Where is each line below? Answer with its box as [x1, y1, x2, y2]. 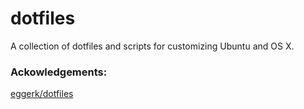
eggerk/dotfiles [10, 88, 74, 100]
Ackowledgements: [10, 65, 108, 79]
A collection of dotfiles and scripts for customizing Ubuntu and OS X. [10, 40, 295, 52]
